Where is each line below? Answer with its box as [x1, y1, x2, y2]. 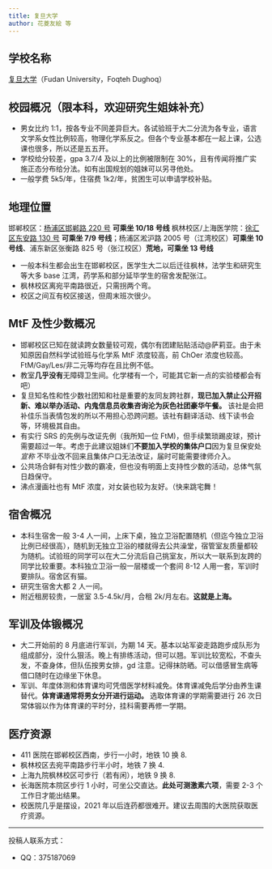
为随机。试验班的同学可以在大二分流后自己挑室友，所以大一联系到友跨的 [19, 551, 261, 560]
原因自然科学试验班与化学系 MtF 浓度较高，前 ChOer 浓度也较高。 [27, 350, 248, 360]
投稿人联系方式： [8, 836, 66, 846]
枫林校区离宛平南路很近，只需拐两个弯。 [19, 280, 155, 290]
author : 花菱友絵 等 [8, 19, 71, 28]
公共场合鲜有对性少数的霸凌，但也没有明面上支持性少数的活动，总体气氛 [19, 461, 261, 471]
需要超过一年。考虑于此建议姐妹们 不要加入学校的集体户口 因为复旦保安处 [19, 441, 261, 450]
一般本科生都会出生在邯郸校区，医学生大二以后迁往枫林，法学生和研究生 [19, 260, 261, 270]
